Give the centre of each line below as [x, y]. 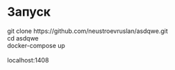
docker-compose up [36, 45]
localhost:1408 [28, 60]
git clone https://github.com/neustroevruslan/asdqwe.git [87, 31]
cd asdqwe [23, 38]
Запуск [29, 12]
